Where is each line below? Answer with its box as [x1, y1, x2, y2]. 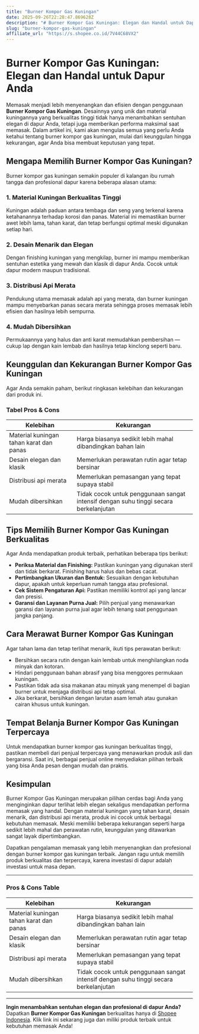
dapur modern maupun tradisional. [6, 267, 91, 274]
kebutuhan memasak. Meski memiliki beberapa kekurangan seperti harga [6, 820, 185, 827]
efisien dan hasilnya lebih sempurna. [6, 307, 96, 315]
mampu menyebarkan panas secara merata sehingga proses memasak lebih [6, 301, 192, 308]
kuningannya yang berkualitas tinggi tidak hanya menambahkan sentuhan [6, 114, 186, 121]
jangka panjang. [14, 611, 54, 619]
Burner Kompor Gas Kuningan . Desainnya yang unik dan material [6, 108, 167, 115]
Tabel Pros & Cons [6, 405, 60, 414]
